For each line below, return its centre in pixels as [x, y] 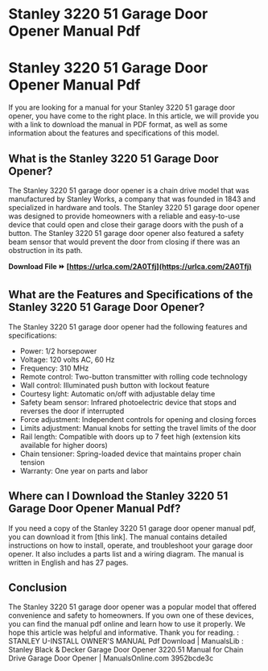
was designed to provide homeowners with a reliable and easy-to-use [124, 216]
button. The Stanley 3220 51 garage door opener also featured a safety [126, 233]
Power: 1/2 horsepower [58, 350]
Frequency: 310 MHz [54, 368]
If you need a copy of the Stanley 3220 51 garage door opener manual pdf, [132, 528]
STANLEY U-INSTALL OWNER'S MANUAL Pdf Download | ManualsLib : [126, 641]
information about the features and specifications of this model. [114, 133]
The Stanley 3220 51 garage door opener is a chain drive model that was [129, 190]
